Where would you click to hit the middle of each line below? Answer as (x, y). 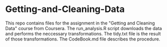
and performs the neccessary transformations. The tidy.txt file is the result (83, 33)
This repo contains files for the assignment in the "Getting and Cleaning (80, 23)
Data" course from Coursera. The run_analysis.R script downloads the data (84, 28)
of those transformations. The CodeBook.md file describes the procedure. (83, 39)
